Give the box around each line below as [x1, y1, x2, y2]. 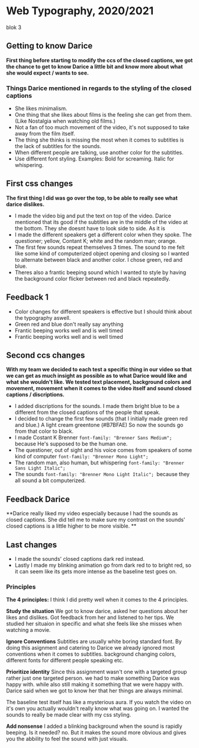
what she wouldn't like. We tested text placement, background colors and [6, 378, 191, 386]
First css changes [6, 179, 73, 189]
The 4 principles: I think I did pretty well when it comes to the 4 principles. [6, 596, 188, 603]
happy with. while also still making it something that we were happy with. [6, 681, 184, 688]
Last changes [6, 540, 57, 550]
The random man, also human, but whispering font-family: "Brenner [14, 459, 185, 466]
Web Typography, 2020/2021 [6, 4, 154, 18]
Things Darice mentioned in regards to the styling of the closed [6, 84, 191, 92]
